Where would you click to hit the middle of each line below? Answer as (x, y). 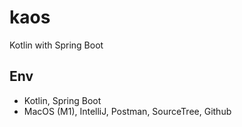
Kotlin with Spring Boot (56, 45)
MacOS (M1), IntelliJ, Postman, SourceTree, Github (127, 111)
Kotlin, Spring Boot (62, 100)
